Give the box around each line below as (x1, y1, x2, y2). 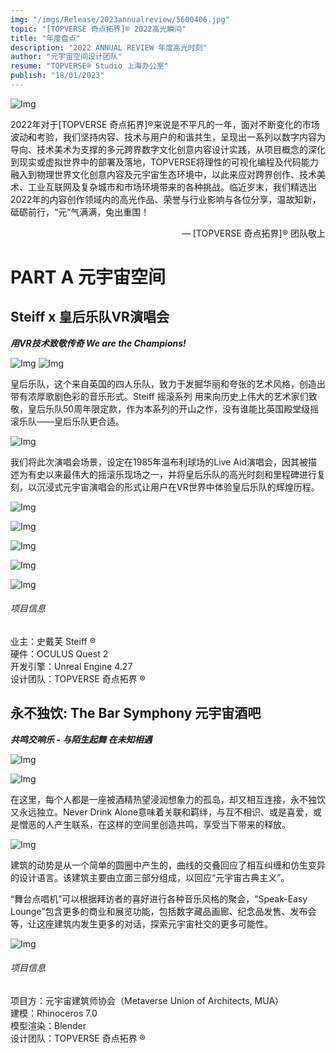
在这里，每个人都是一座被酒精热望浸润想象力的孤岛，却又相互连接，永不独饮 (10, 793, 326, 805)
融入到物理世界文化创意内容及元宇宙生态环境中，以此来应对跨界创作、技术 (10, 168, 317, 180)
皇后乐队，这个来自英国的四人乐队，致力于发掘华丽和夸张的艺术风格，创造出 (10, 377, 326, 390)
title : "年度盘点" (10, 33, 82, 43)
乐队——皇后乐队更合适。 (18, 415, 125, 427)
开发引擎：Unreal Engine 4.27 (10, 661, 133, 673)
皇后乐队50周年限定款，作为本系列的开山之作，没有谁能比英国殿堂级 (27, 402, 311, 415)
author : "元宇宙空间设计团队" (10, 52, 123, 62)
